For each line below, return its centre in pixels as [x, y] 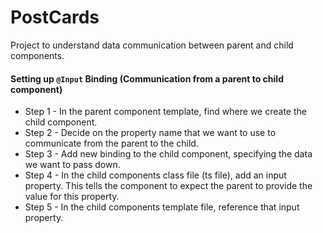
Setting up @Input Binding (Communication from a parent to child [147, 78]
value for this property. [72, 197]
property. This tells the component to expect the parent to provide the [168, 186]
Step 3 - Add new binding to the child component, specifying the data [168, 154]
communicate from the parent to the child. [111, 143]
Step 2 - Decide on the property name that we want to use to [150, 133]
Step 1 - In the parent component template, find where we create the [165, 112]
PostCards [55, 17]
